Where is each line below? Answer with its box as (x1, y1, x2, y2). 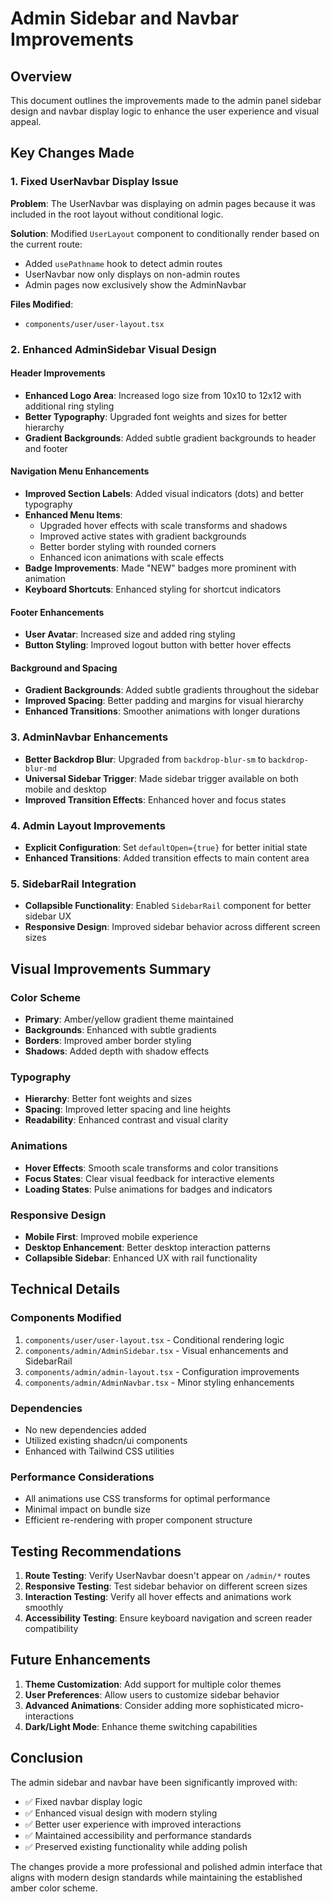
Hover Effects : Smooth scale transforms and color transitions (24, 1162, 279, 1174)
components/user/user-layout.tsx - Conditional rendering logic (24, 1333, 285, 1346)
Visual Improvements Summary (10, 960, 212, 977)
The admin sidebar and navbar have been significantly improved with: (10, 1776, 298, 1788)
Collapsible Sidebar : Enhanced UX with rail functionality (24, 1252, 258, 1264)
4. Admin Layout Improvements (10, 818, 167, 832)
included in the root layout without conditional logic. (10, 208, 224, 220)
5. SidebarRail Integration (10, 877, 137, 891)
